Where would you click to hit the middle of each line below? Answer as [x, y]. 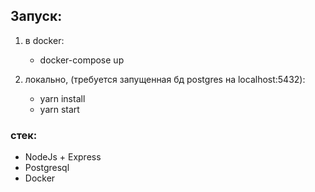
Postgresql [47, 168]
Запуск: [36, 16]
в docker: [44, 40]
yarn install [62, 98]
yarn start [59, 109]
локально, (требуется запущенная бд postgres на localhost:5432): [165, 79]
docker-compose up [82, 60]
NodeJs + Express [63, 157]
